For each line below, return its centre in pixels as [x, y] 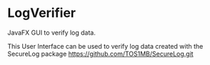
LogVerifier [42, 13]
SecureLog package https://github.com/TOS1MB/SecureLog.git [101, 54]
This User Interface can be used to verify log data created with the [105, 46]
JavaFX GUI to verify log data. [52, 32]
